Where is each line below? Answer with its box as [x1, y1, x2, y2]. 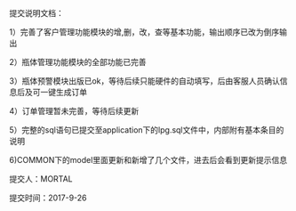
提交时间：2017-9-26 [9, 192, 87, 203]
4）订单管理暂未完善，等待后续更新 [9, 106, 140, 116]
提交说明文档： [9, 8, 64, 18]
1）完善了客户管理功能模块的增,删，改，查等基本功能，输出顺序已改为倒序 [9, 27, 280, 37]
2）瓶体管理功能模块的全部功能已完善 [9, 57, 147, 67]
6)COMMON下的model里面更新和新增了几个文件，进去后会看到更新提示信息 [9, 155, 288, 165]
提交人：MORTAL [9, 174, 73, 184]
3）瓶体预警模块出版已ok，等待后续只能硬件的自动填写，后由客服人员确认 [9, 76, 280, 86]
